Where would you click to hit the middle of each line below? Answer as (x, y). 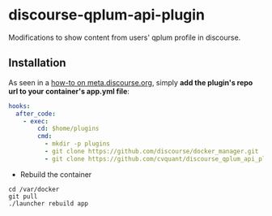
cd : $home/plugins (68, 129)
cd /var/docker (34, 189)
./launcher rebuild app (49, 203)
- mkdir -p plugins (77, 144)
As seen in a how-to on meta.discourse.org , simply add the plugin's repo (131, 82)
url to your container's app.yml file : (69, 91)
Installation (37, 63)
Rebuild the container (56, 174)
